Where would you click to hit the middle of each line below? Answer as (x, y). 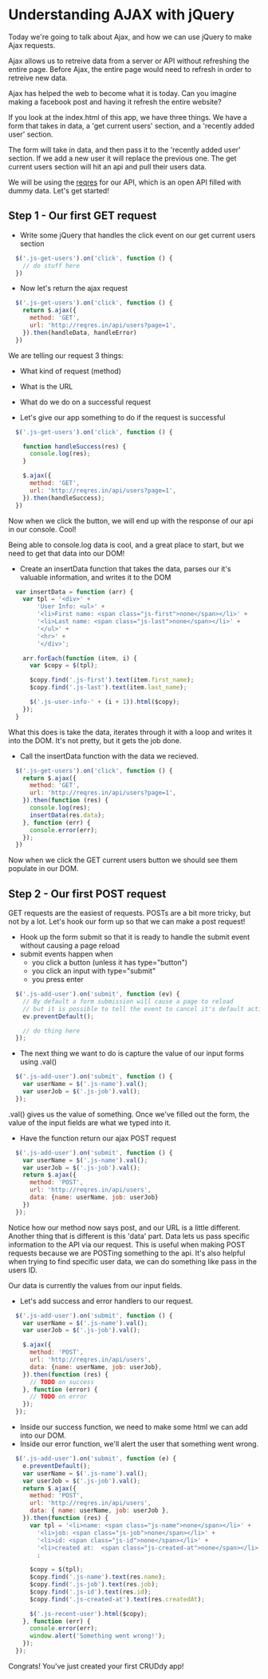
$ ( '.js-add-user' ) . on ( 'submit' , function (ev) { (98, 994)
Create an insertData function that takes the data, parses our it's (125, 568)
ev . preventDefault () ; (58, 1017)
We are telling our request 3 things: (66, 355)
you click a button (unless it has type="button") (110, 963)
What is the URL (46, 386)
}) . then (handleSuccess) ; (64, 498)
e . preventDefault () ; (57, 1466)
